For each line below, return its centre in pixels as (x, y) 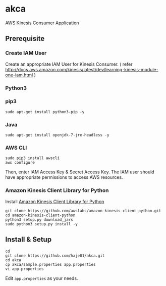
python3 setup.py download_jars (39, 220)
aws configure (20, 163)
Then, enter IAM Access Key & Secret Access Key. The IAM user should (80, 172)
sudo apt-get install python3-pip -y (45, 112)
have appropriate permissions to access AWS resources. (64, 177)
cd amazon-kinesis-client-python (40, 215)
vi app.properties (24, 269)
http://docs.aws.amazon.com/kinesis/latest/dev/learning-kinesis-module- (82, 69)
